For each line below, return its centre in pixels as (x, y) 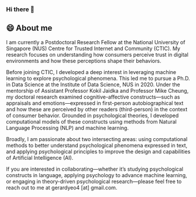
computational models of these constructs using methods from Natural (91, 121)
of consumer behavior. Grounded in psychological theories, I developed (92, 115)
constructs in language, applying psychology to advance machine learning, (97, 175)
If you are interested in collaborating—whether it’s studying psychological (94, 169)
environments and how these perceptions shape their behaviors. (84, 61)
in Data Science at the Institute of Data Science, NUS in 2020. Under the (93, 85)
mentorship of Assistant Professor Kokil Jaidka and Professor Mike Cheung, (97, 90)
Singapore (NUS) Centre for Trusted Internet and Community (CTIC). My (93, 48)
